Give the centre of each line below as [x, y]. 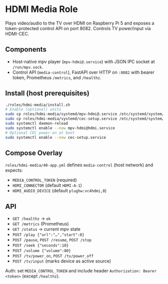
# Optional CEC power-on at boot [40, 133]
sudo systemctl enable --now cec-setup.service [56, 137]
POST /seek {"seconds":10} [40, 246]
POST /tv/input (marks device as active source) [62, 261]
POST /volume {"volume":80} [41, 251]
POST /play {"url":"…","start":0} [48, 235]
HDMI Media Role [42, 9]
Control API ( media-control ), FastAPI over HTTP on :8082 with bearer [83, 72]
